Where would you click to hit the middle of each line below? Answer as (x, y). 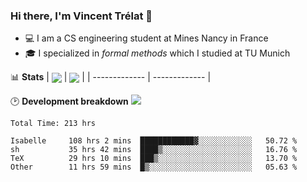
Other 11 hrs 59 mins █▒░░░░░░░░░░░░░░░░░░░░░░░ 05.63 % (154, 167)
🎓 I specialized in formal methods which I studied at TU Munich (157, 53)
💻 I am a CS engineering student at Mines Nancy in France (146, 38)
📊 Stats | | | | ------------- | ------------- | (111, 77)
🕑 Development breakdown (69, 101)
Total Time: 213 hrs (53, 124)
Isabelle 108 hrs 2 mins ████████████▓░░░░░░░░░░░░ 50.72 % (154, 141)
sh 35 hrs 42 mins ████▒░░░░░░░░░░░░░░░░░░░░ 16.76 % (154, 150)
